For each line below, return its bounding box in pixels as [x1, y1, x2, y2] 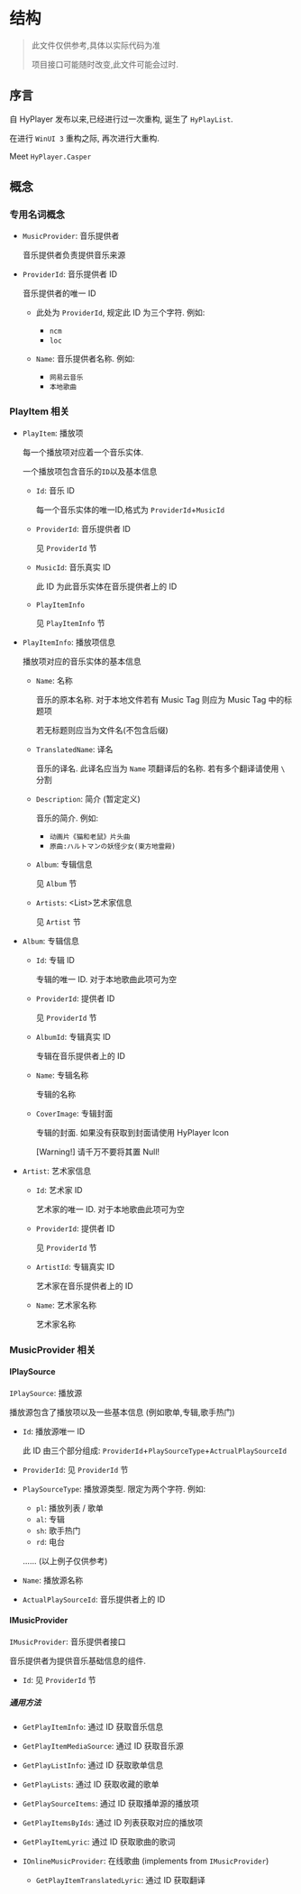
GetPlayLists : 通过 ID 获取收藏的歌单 [22, 1779, 160, 1790]
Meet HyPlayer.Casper [9, 151, 92, 161]
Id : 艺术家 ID [35, 1184, 83, 1195]
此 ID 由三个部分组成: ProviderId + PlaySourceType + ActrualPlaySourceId [22, 1445, 287, 1456]
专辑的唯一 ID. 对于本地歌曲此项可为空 [35, 973, 178, 984]
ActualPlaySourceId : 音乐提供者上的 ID [22, 1594, 166, 1604]
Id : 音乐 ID [35, 484, 75, 496]
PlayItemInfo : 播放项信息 [22, 637, 115, 648]
